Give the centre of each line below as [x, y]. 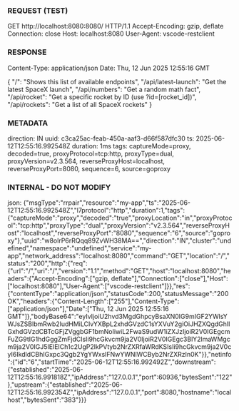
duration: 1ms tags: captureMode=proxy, [131, 146]
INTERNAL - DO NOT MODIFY [59, 187]
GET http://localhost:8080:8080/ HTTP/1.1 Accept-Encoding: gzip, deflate [116, 26]
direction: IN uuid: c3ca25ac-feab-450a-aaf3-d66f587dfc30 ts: [101, 138]
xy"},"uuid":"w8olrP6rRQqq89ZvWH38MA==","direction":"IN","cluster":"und [119, 240]
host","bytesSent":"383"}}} [47, 400]
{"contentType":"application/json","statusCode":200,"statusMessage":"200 [118, 294]
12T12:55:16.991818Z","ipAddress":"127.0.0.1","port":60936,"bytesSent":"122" [120, 377]
